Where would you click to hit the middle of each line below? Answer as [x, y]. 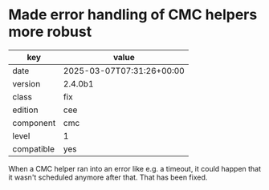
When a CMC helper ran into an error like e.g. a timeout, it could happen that [135, 168]
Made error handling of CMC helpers [133, 15]
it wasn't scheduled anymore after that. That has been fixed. [108, 177]
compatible [33, 148]
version [26, 83]
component [34, 123]
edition [25, 110]
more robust [50, 32]
